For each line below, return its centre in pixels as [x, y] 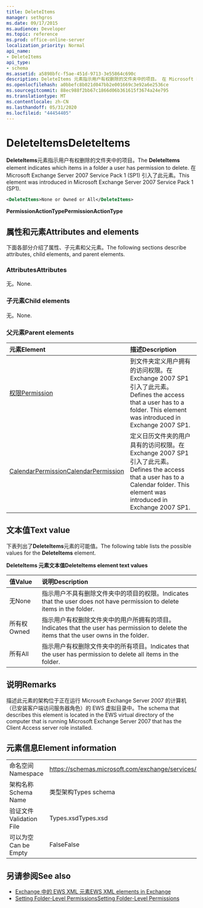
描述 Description [153, 349]
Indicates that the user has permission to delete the [114, 628]
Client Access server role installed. [50, 727]
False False [64, 845]
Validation [23, 819]
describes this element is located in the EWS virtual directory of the [90, 715]
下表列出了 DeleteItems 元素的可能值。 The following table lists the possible [99, 546]
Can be [20, 845]
